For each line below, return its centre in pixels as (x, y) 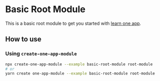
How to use (23, 39)
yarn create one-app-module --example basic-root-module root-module (80, 74)
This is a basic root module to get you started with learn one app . (73, 23)
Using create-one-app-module (41, 54)
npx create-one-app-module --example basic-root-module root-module (79, 64)
